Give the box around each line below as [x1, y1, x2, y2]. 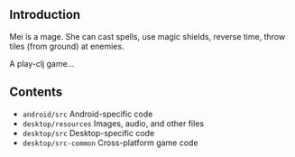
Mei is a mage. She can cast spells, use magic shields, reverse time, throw [9, 31, 286, 42]
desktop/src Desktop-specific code [22, 127, 155, 138]
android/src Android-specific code [22, 108, 153, 119]
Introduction [9, 7, 81, 23]
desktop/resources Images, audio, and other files [22, 117, 205, 129]
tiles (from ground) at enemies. [9, 41, 124, 51]
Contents [9, 85, 63, 100]
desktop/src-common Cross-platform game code [22, 137, 198, 148]
